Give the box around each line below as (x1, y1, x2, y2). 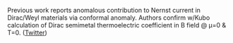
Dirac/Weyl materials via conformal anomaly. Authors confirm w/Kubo (7, 13, 210, 22)
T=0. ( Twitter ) (7, 28, 47, 37)
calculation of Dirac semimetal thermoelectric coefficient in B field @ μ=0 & (7, 21, 227, 29)
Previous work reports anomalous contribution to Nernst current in (7, 6, 201, 14)
